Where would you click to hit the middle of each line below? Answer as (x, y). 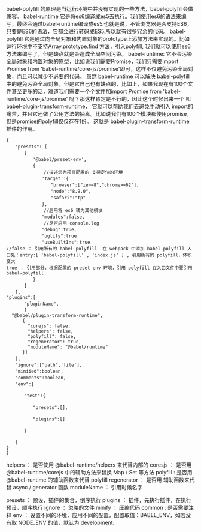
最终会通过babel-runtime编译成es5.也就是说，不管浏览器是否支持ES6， (104, 24)
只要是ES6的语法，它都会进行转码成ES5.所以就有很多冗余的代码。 (87, 31)
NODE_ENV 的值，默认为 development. (66, 522)
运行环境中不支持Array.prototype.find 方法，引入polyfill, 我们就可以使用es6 (99, 46)
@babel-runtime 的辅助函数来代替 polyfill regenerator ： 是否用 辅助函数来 (98, 480)
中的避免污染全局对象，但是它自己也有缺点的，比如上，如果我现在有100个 (97, 84)
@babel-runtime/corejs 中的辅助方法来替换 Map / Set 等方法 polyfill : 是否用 (99, 472)
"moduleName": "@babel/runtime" (68, 347)
